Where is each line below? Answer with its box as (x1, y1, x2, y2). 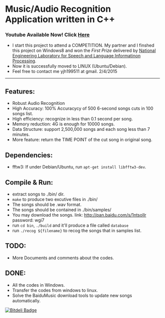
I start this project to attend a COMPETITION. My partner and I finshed (12, 43, 155, 49)
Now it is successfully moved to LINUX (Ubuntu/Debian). (12, 63, 127, 69)
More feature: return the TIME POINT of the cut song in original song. (12, 137, 153, 143)
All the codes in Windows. (12, 282, 65, 288)
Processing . (12, 58, 37, 64)
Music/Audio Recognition (5, 3, 111, 15)
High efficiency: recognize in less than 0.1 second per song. (12, 116, 133, 122)
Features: (5, 87, 35, 96)
